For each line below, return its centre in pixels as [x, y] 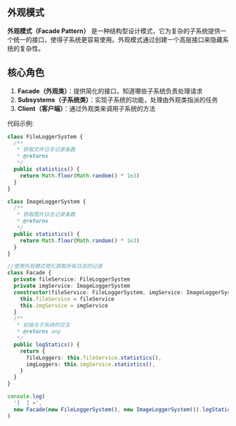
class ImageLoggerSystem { [47, 201]
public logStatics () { [47, 345]
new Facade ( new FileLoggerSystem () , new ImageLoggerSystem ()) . [108, 409]
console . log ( [26, 397]
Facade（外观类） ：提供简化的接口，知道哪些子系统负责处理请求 [110, 91]
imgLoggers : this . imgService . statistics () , [91, 364]
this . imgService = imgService [64, 305]
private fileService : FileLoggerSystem [72, 279]
